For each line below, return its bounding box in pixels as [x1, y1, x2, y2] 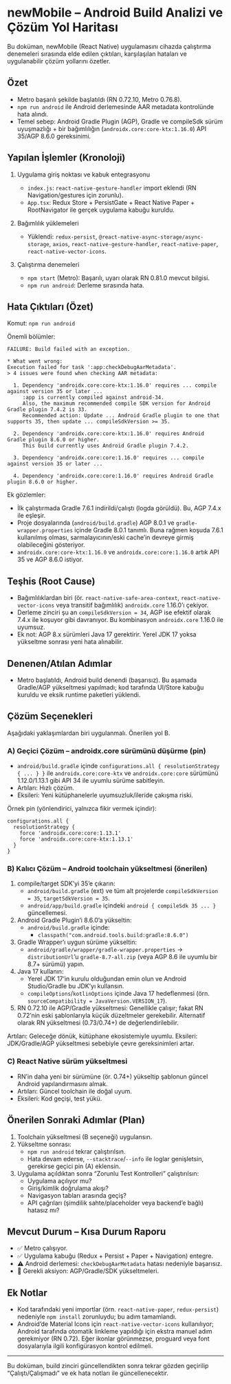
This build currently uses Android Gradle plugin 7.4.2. [22, 443, 189, 450]
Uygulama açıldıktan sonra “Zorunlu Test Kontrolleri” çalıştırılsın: [16, 1169, 199, 1177]
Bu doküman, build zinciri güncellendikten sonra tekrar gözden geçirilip [7, 1362, 209, 1370]
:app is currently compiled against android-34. [22, 394, 165, 401]
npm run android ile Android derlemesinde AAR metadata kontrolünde [16, 102, 214, 111]
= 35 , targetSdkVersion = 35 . [27, 894, 110, 903]
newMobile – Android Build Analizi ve [7, 5, 223, 21]
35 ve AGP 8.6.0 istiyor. [16, 555, 84, 563]
